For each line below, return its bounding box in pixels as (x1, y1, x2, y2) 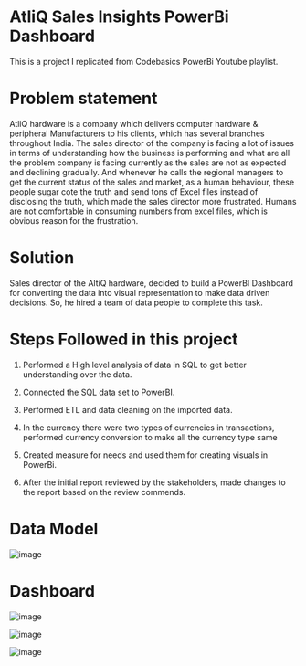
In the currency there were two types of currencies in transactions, (22, 422, 275, 433)
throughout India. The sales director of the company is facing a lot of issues (9, 137, 295, 148)
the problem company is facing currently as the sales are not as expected (9, 157, 287, 168)
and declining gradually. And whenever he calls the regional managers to (9, 166, 284, 177)
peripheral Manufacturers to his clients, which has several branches (9, 128, 265, 139)
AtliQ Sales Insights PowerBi (9, 6, 229, 27)
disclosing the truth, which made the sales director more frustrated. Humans (9, 196, 297, 206)
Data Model (9, 518, 99, 539)
